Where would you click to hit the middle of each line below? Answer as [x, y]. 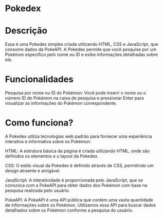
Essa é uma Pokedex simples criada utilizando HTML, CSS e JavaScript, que [81, 44]
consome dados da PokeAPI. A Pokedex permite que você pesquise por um [81, 50]
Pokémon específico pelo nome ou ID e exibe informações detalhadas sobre [81, 54]
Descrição [26, 31]
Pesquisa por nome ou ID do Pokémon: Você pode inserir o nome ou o [75, 93]
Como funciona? [39, 123]
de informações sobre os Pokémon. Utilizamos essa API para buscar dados [81, 205]
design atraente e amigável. [33, 171]
